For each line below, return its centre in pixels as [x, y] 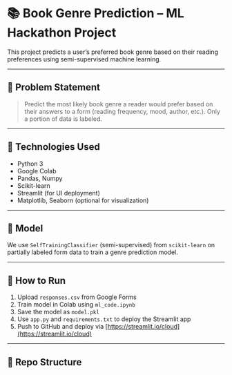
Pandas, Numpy [40, 178]
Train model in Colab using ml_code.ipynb [76, 305]
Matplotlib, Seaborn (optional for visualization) [83, 200]
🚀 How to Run [37, 280]
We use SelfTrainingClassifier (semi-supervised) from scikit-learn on [111, 245]
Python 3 [30, 164]
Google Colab [37, 171]
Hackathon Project [62, 33]
